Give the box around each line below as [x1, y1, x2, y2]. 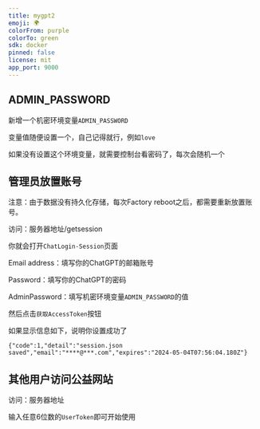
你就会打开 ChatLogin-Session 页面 [8, 241, 118, 251]
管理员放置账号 [8, 175, 82, 188]
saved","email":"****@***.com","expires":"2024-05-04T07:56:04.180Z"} [8, 348, 248, 357]
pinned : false [8, 49, 56, 57]
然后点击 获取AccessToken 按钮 [8, 309, 102, 319]
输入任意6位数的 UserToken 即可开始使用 [8, 412, 136, 422]
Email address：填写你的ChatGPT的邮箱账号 [8, 258, 154, 268]
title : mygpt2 [8, 11, 56, 20]
